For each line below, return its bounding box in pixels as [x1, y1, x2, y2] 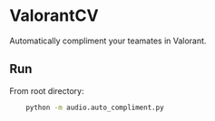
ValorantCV [9, 5, 99, 26]
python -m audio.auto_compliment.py [25, 103, 165, 112]
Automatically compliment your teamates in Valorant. [9, 35, 207, 46]
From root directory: [9, 85, 84, 96]
